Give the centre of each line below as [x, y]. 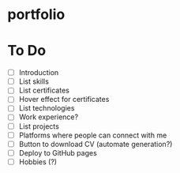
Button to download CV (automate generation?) [96, 144]
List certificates [44, 90]
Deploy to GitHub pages [58, 152]
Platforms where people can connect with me [93, 135]
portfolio [36, 15]
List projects [39, 126]
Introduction [39, 73]
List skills [34, 81]
